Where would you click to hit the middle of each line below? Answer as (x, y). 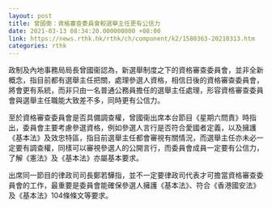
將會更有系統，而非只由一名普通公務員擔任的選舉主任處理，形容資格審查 (129, 91)
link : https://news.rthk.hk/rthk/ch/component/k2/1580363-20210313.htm (132, 38)
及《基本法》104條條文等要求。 (61, 196)
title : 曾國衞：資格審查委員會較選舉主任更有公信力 (84, 23)
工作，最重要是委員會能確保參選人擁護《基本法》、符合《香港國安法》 (145, 185)
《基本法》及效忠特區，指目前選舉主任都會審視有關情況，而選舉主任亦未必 (132, 138)
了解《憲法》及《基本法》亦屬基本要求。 (76, 158)
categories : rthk (38, 46)
